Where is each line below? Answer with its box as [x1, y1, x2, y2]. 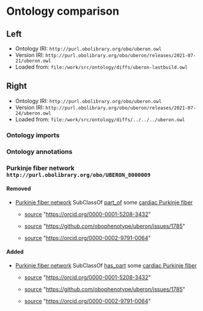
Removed [6, 185, 31, 192]
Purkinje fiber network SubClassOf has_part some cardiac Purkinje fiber [15, 261, 197, 269]
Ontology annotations [6, 147, 73, 155]
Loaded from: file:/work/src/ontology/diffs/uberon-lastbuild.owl [15, 63, 188, 70]
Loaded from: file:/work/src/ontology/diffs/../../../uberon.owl [15, 115, 185, 123]
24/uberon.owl [15, 110, 51, 116]
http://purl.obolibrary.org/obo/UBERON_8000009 [6, 171, 151, 178]
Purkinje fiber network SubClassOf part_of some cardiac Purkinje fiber [15, 198, 193, 206]
